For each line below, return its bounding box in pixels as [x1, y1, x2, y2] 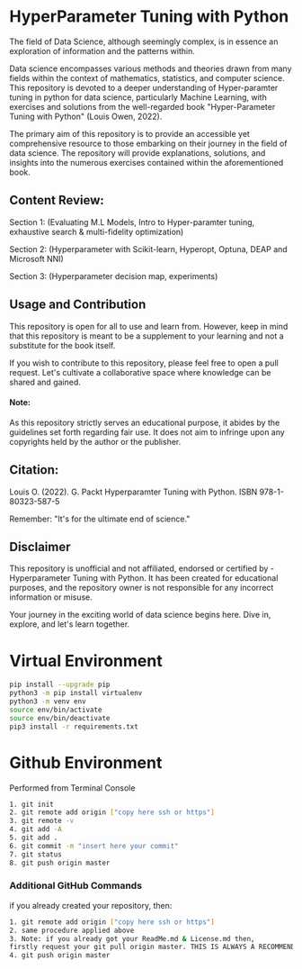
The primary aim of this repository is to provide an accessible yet [9, 128, 250, 139]
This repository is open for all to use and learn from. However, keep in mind [9, 321, 289, 331]
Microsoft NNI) [9, 253, 65, 264]
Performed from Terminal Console [9, 782, 136, 793]
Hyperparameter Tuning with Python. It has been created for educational [9, 573, 279, 584]
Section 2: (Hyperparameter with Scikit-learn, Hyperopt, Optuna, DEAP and [9, 243, 288, 254]
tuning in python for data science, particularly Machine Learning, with [9, 92, 267, 103]
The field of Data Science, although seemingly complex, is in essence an [9, 36, 279, 47]
